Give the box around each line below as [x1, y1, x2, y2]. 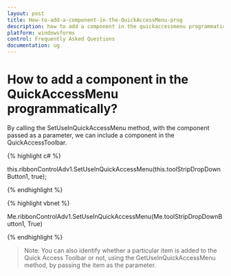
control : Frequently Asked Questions [7, 36, 115, 43]
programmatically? [7, 101, 118, 117]
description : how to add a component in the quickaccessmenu [7, 23, 186, 30]
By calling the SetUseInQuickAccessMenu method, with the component [7, 123, 210, 131]
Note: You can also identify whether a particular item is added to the [23, 246, 217, 255]
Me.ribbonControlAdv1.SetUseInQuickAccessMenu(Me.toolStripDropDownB [7, 212, 223, 220]
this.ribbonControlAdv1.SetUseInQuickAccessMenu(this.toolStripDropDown [7, 164, 221, 173]
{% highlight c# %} [7, 151, 61, 160]
